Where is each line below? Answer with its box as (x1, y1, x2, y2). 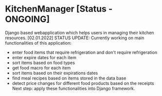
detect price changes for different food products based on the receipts (12, 80, 154, 86)
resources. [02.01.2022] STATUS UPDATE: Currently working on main (5, 35, 144, 41)
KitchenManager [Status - (5, 3, 113, 15)
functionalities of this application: (5, 40, 72, 46)
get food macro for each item (12, 64, 71, 71)
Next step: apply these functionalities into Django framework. (12, 85, 135, 91)
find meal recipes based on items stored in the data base (12, 75, 126, 81)
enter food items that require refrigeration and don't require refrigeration (12, 49, 158, 55)
